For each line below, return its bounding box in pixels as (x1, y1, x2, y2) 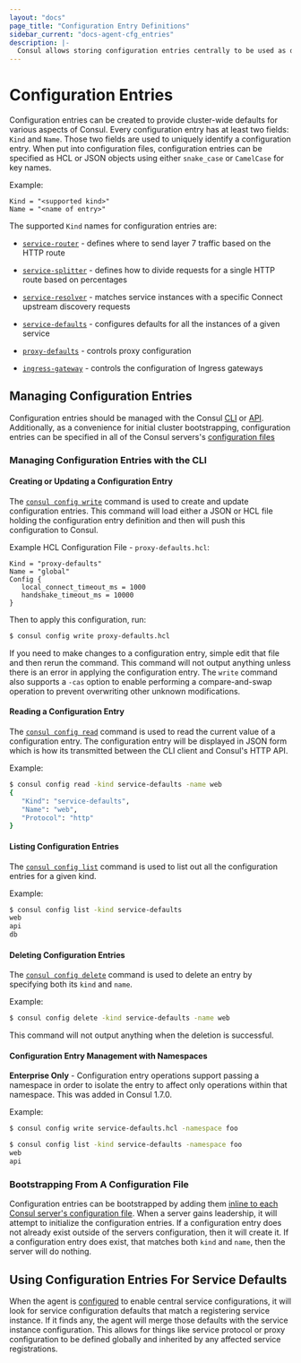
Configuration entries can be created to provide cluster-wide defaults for (9, 115, 278, 125)
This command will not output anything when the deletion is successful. (9, 1030, 275, 1040)
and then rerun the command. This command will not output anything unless (9, 657, 291, 668)
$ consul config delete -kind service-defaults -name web (9, 1014, 230, 1022)
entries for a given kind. (9, 870, 97, 881)
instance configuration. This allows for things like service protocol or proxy (9, 1324, 286, 1335)
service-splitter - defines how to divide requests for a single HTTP (21, 265, 276, 276)
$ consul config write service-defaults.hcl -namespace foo (9, 1124, 239, 1134)
